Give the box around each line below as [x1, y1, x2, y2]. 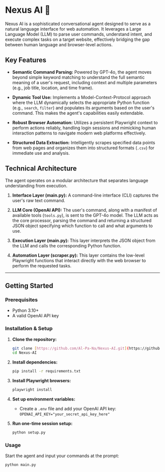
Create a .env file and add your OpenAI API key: [19, 406, 116, 412]
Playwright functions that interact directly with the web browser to [12, 257, 146, 263]
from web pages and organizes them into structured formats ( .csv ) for [12, 145, 155, 151]
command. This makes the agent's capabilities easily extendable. [12, 110, 144, 116]
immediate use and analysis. [12, 150, 70, 156]
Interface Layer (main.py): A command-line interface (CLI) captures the [12, 192, 159, 198]
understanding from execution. [5, 182, 68, 189]
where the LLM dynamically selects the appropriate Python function [12, 100, 150, 105]
